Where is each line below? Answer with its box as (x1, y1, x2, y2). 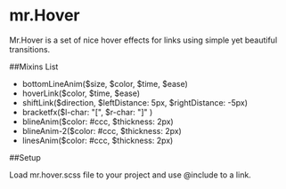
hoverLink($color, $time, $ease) (21, 88, 141, 98)
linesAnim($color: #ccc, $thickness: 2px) (21, 135, 174, 146)
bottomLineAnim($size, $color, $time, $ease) (21, 78, 189, 89)
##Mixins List (9, 61, 59, 72)
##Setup (9, 152, 42, 162)
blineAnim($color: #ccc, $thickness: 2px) (21, 116, 174, 127)
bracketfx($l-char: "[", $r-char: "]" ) (21, 106, 153, 117)
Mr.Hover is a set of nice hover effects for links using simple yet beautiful (9, 35, 278, 45)
